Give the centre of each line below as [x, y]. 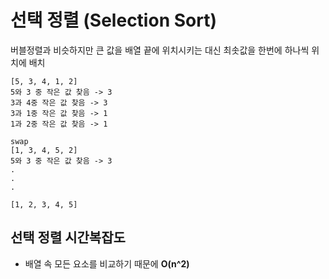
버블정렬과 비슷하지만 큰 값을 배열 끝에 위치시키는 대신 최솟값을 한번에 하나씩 [160, 50]
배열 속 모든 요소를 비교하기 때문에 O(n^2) [107, 263]
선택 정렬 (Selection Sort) [113, 20]
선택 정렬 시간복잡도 [68, 237]
